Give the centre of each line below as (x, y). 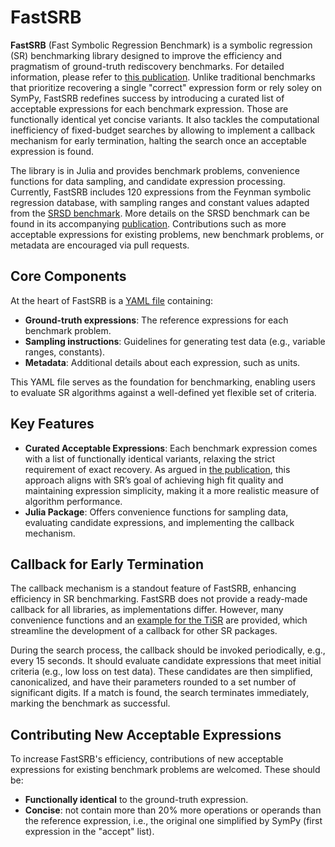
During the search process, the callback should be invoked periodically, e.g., (168, 650)
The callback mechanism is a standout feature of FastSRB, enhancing (153, 588)
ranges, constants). (65, 352)
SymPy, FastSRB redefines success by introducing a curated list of (147, 98)
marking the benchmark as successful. (90, 703)
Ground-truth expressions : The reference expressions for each (156, 320)
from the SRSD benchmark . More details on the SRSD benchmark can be (160, 213)
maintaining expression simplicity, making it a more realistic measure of (172, 490)
